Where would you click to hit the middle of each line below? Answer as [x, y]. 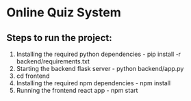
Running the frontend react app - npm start [77, 90]
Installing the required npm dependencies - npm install [93, 83]
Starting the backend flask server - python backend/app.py [100, 69]
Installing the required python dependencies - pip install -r [99, 54]
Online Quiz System [64, 13]
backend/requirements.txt [53, 61]
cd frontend [33, 76]
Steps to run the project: [59, 38]
